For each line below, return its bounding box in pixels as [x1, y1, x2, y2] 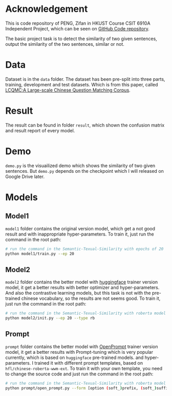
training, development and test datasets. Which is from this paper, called [5, 81, 158, 87]
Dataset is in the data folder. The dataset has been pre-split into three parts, [5, 76, 165, 82]
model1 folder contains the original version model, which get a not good [5, 225, 155, 231]
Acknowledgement [5, 3, 88, 15]
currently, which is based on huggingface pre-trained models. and [5, 354, 144, 361]
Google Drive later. [5, 173, 45, 179]
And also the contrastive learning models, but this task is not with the [5, 290, 151, 296]
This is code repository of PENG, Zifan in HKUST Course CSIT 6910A [5, 20, 150, 26]
